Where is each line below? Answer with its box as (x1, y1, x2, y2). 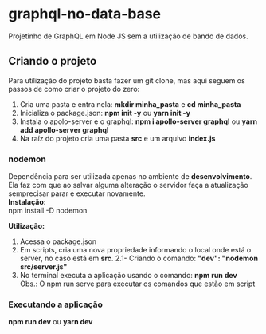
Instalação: (8, 197, 46, 207)
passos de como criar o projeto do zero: (8, 84, 140, 93)
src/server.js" (19, 262, 68, 272)
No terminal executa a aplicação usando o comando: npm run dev (19, 271, 237, 280)
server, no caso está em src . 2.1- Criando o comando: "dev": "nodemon (19, 253, 259, 264)
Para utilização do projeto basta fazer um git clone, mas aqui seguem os (8, 75, 245, 85)
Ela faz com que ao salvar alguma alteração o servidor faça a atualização (8, 181, 248, 190)
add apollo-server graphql (19, 125, 109, 134)
